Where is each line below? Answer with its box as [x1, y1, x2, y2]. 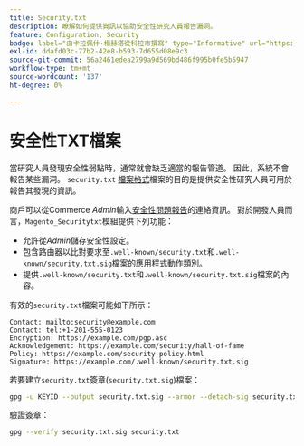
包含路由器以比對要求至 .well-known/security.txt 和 [22, 246, 215, 257]
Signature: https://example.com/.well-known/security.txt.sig [9, 357, 249, 366]
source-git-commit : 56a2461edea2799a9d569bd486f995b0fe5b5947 [9, 55, 249, 64]
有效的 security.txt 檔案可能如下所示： [9, 299, 154, 310]
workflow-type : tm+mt [9, 64, 91, 73]
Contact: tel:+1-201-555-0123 [9, 325, 124, 334]
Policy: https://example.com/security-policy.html [9, 349, 204, 358]
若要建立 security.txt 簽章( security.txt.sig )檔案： [9, 373, 201, 385]
